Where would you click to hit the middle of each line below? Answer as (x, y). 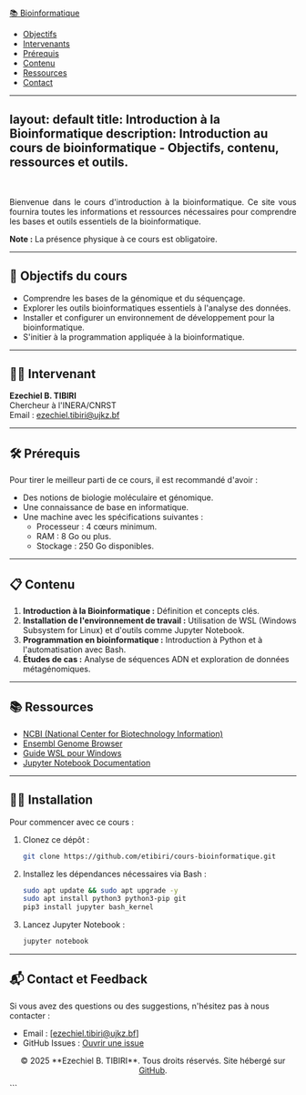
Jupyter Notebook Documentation (87, 762)
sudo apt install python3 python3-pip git (104, 899)
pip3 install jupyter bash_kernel (88, 907)
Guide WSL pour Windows (72, 752)
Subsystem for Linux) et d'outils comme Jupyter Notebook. (133, 630)
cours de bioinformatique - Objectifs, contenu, (144, 148)
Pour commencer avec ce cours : (72, 822)
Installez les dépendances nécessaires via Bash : (114, 874)
